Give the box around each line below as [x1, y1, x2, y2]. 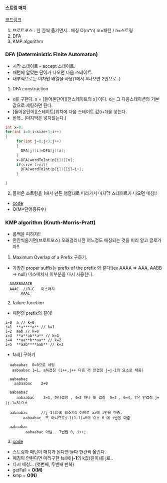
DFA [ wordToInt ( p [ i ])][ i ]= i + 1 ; [20, 167, 84, 172]
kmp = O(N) [12, 472, 37, 478]
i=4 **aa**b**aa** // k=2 [5, 338, 61, 343]
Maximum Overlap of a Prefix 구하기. [12, 254, 87, 261]
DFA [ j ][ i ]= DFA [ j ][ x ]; [20, 148, 66, 153]
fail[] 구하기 [12, 351, 36, 357]
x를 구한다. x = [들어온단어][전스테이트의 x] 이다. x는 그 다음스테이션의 [12, 96, 150, 102]
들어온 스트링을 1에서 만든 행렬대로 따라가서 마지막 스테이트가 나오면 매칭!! [12, 190, 157, 196]
